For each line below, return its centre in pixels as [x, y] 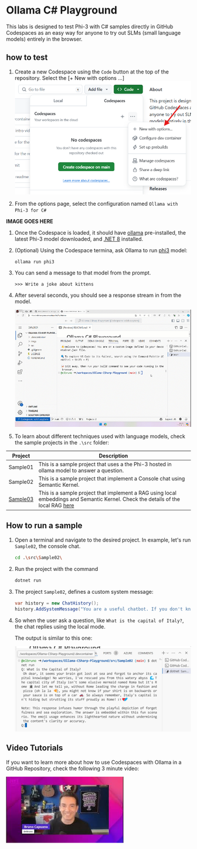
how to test [27, 57]
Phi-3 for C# [30, 210]
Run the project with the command [56, 569]
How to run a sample [44, 526]
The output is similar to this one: [53, 638]
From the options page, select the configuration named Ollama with [96, 203]
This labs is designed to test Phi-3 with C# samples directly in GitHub [90, 26]
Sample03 [21, 499]
